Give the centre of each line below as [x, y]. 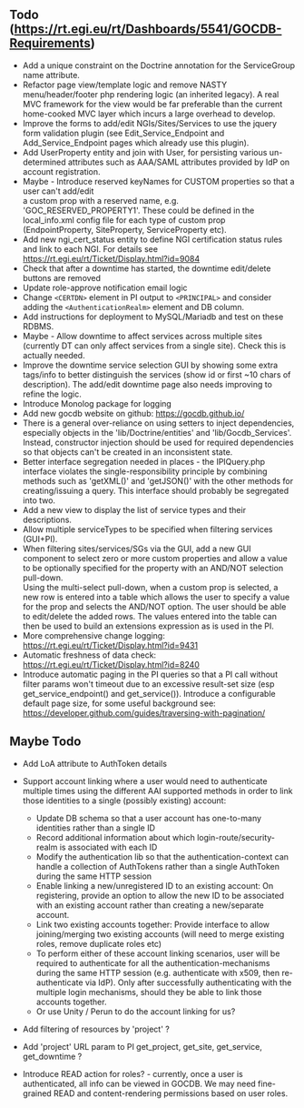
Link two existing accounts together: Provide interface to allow [153, 924]
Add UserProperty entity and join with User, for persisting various [145, 152]
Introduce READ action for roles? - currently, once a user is [132, 1073]
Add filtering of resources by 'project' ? [96, 1029]
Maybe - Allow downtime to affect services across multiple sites [142, 336]
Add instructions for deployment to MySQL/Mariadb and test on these [153, 317]
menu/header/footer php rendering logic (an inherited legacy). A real [151, 94]
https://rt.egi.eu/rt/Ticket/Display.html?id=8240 [111, 664]
